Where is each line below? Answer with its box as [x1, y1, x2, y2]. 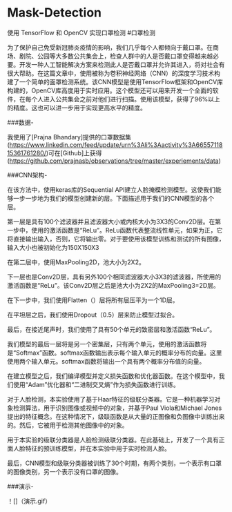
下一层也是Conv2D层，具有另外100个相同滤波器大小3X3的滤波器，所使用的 [7, 273, 222, 281]
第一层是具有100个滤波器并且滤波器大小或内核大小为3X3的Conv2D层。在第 [7, 217, 222, 226]
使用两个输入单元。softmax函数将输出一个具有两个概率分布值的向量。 [7, 357, 206, 365]
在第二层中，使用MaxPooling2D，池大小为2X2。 [7, 257, 145, 266]
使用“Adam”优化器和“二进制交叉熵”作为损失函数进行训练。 [12, 380, 180, 388]
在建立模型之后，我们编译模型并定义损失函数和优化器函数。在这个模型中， [7, 371, 219, 380]
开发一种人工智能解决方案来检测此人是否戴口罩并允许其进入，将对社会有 [19, 60, 225, 68]
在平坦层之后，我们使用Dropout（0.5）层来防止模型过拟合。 [7, 311, 178, 319]
